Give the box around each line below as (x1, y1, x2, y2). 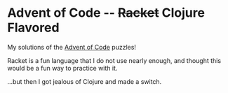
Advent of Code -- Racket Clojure (7, 5, 206, 21)
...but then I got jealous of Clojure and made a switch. (7, 77, 162, 85)
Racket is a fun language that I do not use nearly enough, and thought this (7, 56, 222, 64)
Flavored (7, 20, 60, 36)
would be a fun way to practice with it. (7, 64, 118, 72)
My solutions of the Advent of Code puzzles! (7, 43, 137, 51)
